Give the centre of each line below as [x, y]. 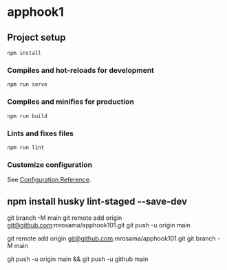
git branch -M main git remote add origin [65, 218]
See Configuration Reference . [49, 180]
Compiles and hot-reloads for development [81, 70]
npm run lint [26, 147]
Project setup [37, 37]
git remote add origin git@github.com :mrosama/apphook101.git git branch [112, 238]
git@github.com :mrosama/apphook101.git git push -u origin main [99, 225]
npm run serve [28, 85]
